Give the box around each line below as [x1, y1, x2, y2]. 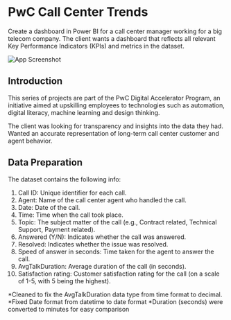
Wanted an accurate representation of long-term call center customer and [8, 129, 219, 137]
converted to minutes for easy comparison [8, 305, 130, 313]
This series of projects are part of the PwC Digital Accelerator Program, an [8, 94, 221, 102]
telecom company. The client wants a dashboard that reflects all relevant [8, 34, 216, 42]
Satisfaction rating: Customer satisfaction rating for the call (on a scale [17, 269, 220, 278]
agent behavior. [8, 136, 53, 145]
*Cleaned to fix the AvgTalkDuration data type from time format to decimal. [8, 290, 223, 299]
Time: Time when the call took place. [17, 211, 124, 219]
